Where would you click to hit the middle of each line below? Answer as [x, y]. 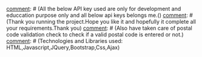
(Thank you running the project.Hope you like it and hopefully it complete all [101, 22]
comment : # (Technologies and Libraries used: [65, 41]
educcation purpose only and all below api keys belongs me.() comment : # [99, 15]
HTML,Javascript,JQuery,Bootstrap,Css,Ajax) [63, 47]
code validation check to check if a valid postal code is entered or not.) [95, 35]
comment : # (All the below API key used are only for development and [94, 9]
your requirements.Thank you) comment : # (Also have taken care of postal [99, 28]
